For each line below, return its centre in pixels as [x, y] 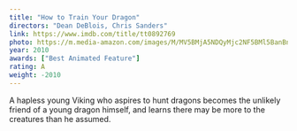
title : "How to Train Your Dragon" [75, 17]
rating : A [27, 67]
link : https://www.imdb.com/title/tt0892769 [92, 34]
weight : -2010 [35, 75]
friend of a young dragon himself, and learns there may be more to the [137, 109]
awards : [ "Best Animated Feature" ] [75, 58]
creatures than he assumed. [60, 119]
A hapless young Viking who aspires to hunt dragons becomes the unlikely [145, 100]
